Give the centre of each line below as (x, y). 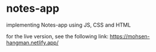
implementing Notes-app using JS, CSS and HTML (69, 25)
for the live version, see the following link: (57, 36)
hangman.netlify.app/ (32, 43)
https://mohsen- (130, 36)
